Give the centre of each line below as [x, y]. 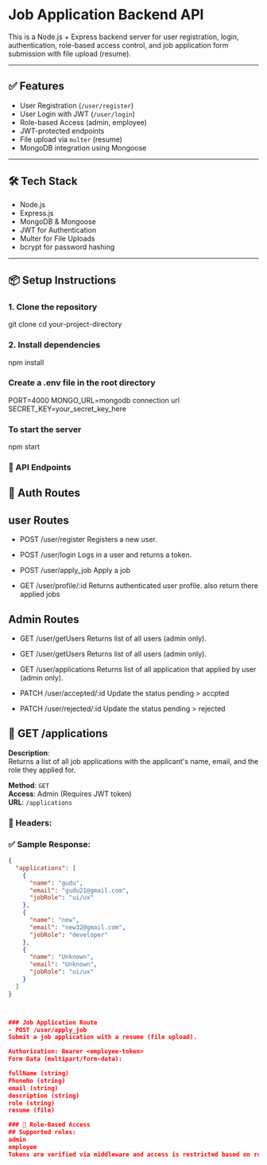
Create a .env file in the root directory [82, 382]
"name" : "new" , [54, 920]
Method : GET [29, 785]
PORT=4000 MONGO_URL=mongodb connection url [94, 400]
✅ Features [37, 86]
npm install [26, 362]
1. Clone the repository [53, 307]
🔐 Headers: [30, 822]
